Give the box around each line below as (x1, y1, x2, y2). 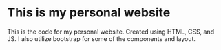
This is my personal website (7, 5, 171, 21)
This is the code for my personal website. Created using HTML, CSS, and (7, 27, 215, 36)
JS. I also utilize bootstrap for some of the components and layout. (7, 34, 196, 42)
